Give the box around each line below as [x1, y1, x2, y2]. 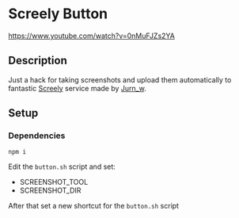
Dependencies [8, 130, 66, 141]
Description [8, 54, 67, 67]
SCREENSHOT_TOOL [19, 178, 89, 187]
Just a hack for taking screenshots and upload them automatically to [8, 75, 232, 84]
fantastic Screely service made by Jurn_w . [8, 83, 146, 93]
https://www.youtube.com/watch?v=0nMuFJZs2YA [8, 31, 176, 40]
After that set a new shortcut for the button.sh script [8, 201, 180, 211]
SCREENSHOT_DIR [19, 185, 82, 195]
